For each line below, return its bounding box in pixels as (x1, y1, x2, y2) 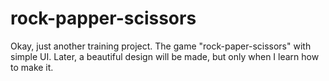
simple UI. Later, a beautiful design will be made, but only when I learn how (10, 50, 320, 62)
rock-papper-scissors (10, 7, 197, 30)
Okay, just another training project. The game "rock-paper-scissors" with (10, 40, 312, 52)
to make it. (10, 61, 54, 73)
